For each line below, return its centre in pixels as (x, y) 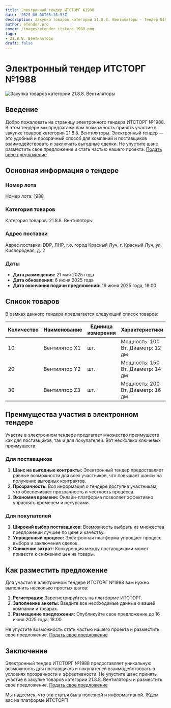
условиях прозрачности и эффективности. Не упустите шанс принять (81, 674)
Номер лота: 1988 (25, 196)
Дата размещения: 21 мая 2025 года (53, 275)
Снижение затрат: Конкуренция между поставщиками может (81, 549)
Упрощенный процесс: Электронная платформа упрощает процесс (87, 538)
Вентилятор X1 (62, 348)
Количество (23, 329)
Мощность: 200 (140, 384)
